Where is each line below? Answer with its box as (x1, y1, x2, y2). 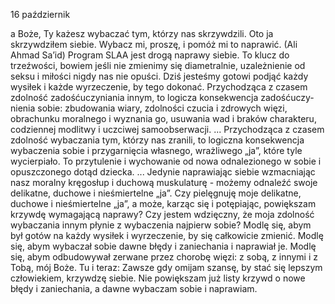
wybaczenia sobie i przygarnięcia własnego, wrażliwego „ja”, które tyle (10, 145, 303, 156)
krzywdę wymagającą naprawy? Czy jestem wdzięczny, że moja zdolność (10, 209, 315, 220)
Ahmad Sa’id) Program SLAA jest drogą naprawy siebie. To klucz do (10, 49, 290, 61)
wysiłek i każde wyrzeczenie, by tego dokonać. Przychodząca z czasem (10, 81, 308, 93)
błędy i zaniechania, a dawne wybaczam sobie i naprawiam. (10, 283, 258, 294)
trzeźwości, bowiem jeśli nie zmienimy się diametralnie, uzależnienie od (10, 60, 306, 71)
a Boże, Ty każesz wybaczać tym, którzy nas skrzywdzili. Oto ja (10, 28, 274, 39)
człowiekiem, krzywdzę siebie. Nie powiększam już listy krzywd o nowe (10, 272, 306, 284)
